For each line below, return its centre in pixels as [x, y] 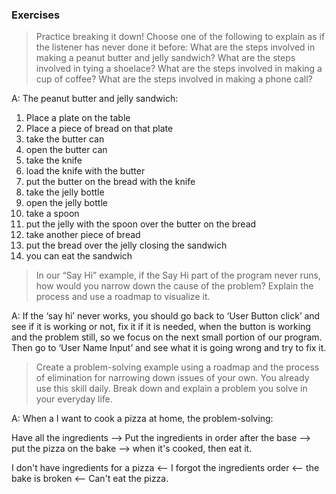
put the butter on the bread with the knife [110, 182]
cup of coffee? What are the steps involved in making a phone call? [174, 79]
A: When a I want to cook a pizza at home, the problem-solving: [142, 419]
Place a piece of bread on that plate [99, 129]
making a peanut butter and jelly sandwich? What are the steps [165, 58]
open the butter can [66, 150]
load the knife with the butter [85, 171]
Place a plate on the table [78, 118]
